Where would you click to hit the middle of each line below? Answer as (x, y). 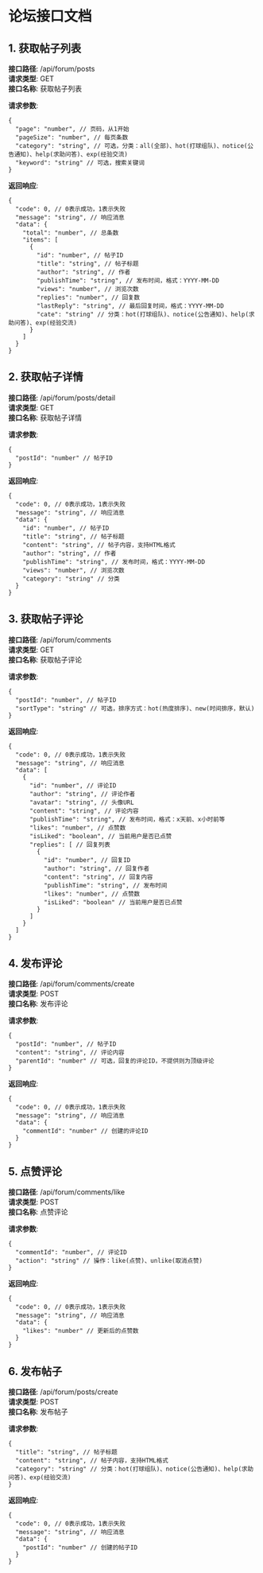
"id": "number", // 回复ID (87, 860)
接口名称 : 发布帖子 (38, 1412)
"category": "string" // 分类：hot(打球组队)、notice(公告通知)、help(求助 (135, 1469)
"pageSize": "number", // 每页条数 (72, 138)
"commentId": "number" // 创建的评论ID (85, 1131)
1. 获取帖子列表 (45, 48)
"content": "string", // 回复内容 (98, 877)
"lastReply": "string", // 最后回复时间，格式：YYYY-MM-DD (130, 306)
